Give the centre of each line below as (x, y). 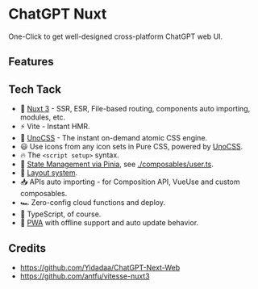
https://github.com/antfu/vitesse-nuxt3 (85, 276)
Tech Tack (35, 89)
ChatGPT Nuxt (58, 14)
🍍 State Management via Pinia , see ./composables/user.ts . (117, 164)
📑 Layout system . (49, 173)
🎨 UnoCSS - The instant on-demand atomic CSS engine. (114, 138)
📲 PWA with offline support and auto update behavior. (109, 223)
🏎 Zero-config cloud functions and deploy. (92, 203)
